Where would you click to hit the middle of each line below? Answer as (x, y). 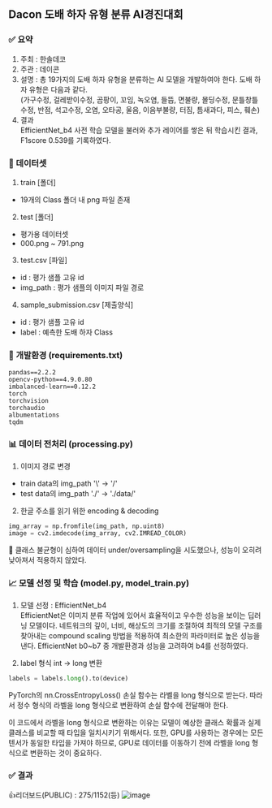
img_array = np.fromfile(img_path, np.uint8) (86, 526)
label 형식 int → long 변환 (61, 663)
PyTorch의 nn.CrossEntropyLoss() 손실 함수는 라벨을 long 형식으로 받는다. (128, 695)
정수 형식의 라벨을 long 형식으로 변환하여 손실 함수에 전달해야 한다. (123, 705)
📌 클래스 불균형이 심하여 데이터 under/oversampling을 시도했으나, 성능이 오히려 (135, 550)
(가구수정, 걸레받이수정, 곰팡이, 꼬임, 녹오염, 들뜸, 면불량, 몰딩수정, (125, 99)
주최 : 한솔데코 (43, 58)
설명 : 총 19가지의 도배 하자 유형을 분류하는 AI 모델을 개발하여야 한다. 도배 (136, 79)
